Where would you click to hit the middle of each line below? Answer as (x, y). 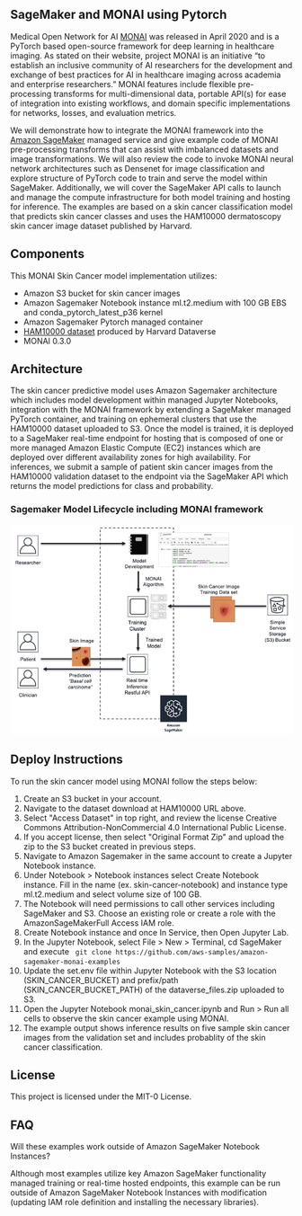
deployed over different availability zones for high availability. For (130, 457)
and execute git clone (67, 951)
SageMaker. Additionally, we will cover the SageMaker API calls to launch (146, 187)
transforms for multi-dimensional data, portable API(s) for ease (170, 93)
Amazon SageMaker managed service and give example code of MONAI (144, 139)
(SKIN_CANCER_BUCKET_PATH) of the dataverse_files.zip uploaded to (154, 990)
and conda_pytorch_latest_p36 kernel (93, 312)
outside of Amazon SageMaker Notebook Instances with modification (139, 1193)
